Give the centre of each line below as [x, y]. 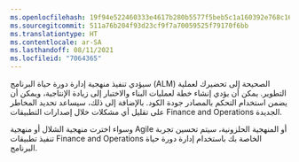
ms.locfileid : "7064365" [56, 58]
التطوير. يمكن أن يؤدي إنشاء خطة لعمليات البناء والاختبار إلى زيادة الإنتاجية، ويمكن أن [149, 93]
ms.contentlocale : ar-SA [56, 42]
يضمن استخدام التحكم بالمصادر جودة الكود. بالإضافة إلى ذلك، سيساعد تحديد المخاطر [149, 102]
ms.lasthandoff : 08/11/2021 [62, 50]
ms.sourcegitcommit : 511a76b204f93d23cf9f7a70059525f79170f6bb [130, 26]
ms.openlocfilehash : [48, 17]
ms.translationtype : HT [54, 34]
